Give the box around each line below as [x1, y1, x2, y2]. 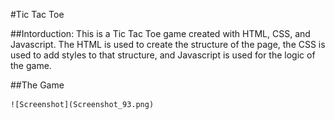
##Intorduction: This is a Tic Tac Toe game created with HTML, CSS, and [10, 28, 311, 39]
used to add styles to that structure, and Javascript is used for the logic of [10, 49, 316, 61]
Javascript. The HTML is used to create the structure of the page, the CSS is [10, 39, 326, 50]
